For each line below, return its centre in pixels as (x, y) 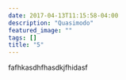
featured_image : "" (40, 30)
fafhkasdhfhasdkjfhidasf (48, 67)
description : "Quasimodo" (51, 23)
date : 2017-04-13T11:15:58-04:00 (63, 15)
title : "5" (26, 45)
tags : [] (23, 38)
